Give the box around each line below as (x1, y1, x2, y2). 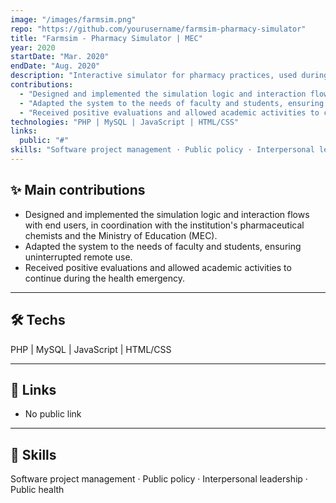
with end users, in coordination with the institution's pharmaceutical (24, 219, 305, 231)
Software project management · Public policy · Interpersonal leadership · (10, 473, 308, 485)
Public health (10, 484, 65, 496)
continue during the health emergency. (24, 272, 185, 284)
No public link (24, 408, 82, 420)
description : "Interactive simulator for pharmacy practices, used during (10, 71, 329, 81)
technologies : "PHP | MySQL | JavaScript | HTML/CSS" (10, 117, 240, 127)
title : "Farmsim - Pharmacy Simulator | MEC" (10, 33, 203, 43)
